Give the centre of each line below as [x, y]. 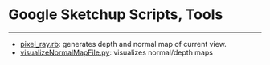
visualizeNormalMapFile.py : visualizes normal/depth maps [116, 52]
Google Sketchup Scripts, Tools [116, 15]
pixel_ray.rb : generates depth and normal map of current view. [123, 44]
